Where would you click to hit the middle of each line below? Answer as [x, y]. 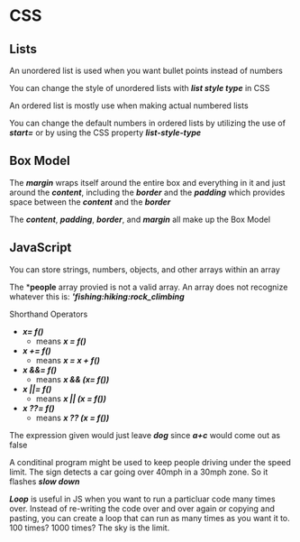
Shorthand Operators [49, 314]
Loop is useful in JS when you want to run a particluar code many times [143, 499]
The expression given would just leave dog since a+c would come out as [145, 435]
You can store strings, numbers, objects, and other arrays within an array [145, 269]
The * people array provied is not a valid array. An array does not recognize [149, 287]
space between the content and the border [90, 202]
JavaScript [41, 248]
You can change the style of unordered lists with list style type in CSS [140, 88]
